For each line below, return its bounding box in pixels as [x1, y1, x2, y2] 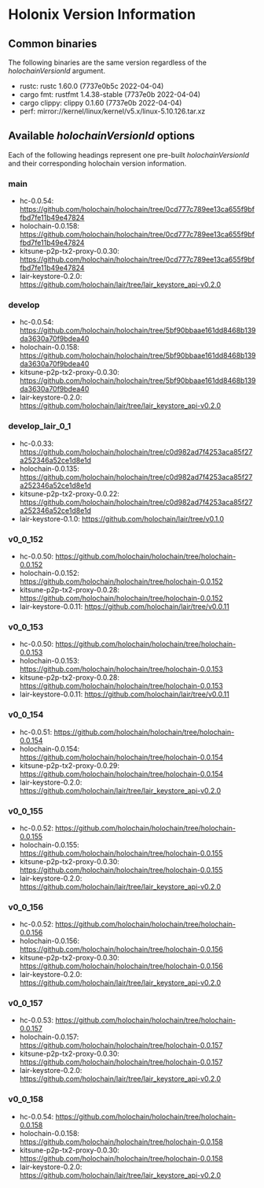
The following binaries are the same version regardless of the [8, 58, 207, 67]
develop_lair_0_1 [8, 421, 71, 432]
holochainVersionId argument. [8, 66, 106, 76]
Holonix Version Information [8, 6, 196, 24]
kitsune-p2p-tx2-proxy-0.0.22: [19, 488, 120, 498]
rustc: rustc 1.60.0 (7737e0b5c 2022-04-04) [19, 81, 164, 91]
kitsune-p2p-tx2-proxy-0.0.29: [19, 760, 120, 770]
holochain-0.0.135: [19, 463, 80, 473]
